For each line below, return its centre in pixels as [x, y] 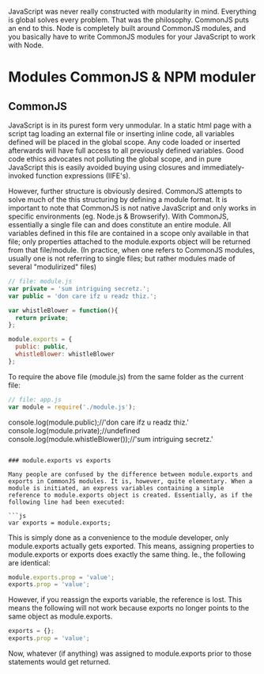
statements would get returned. [59, 662]
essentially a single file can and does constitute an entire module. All [120, 225]
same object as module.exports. [60, 616]
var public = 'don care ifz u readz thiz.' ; [83, 296]
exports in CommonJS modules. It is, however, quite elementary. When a [130, 481]
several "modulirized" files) [53, 267]
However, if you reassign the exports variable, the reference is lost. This [125, 600]
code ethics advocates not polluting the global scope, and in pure [115, 159]
